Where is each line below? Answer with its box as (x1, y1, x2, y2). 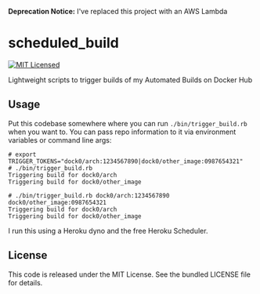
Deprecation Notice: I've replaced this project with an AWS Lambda (8, 7, 228, 16)
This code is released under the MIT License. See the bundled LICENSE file (8, 270, 251, 279)
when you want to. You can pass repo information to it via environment (8, 127, 237, 136)
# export (8, 151, 37, 158)
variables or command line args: (8, 135, 112, 144)
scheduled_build (8, 34, 119, 52)
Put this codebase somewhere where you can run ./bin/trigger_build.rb (8, 118, 248, 128)
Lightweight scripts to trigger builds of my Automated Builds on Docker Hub (8, 74, 253, 85)
